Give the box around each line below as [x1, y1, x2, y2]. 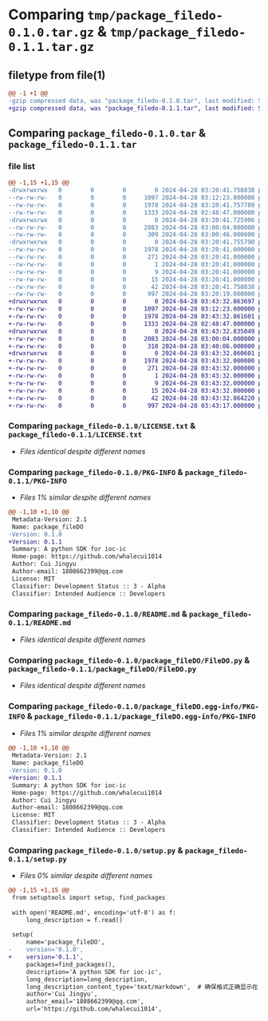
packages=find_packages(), [26, 960, 116, 968]
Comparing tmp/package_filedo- [8, 6, 223, 24]
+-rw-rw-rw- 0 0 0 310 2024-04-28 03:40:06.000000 [8, 342, 255, 350]
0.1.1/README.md [8, 619, 72, 627]
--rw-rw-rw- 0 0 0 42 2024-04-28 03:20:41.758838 [8, 283, 255, 291]
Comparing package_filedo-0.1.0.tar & [8, 126, 206, 140]
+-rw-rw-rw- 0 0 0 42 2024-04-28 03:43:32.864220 [8, 394, 255, 402]
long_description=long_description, [26, 975, 148, 983]
